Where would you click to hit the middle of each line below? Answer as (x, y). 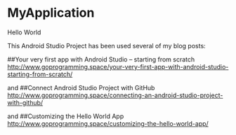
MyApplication (51, 13)
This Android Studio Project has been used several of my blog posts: (106, 45)
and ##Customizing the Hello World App (66, 116)
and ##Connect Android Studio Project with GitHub (81, 87)
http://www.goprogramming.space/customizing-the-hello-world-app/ (108, 123)
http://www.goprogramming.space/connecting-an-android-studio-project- (115, 95)
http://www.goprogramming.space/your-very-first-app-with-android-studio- (118, 66)
